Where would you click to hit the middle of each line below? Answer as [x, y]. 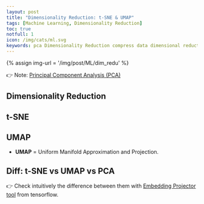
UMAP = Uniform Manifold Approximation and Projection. [87, 152]
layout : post [23, 12]
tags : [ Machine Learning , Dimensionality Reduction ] [74, 23]
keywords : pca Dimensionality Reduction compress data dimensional [93, 46]
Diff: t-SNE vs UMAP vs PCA [61, 171]
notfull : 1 [20, 35]
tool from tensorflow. [32, 195]
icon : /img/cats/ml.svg [36, 40]
